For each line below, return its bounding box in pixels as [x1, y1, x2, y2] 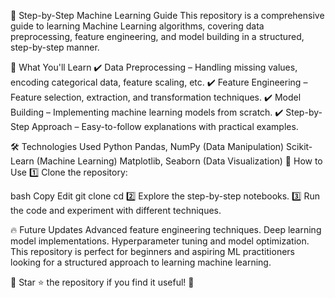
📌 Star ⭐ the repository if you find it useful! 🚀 [10, 276, 195, 288]
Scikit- [286, 141, 313, 152]
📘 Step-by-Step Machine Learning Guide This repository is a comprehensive [10, 10, 325, 21]
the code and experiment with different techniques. [10, 205, 222, 216]
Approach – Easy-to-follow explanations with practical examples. [31, 121, 299, 132]
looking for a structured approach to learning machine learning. [10, 256, 272, 268]
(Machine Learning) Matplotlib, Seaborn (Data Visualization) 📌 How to [36, 155, 323, 167]
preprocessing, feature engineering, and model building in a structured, [10, 31, 305, 42]
